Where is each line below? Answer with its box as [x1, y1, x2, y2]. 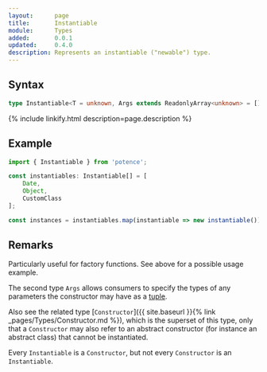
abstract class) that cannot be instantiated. [8, 332, 149, 343]
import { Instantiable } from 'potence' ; [8, 158, 148, 166]
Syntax [8, 78, 44, 92]
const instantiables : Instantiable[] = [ [8, 172, 148, 180]
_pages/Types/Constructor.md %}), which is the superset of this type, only [8, 315, 253, 325]
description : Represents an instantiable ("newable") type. [8, 49, 212, 57]
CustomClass [22, 194, 62, 202]
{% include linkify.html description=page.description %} [8, 113, 192, 123]
